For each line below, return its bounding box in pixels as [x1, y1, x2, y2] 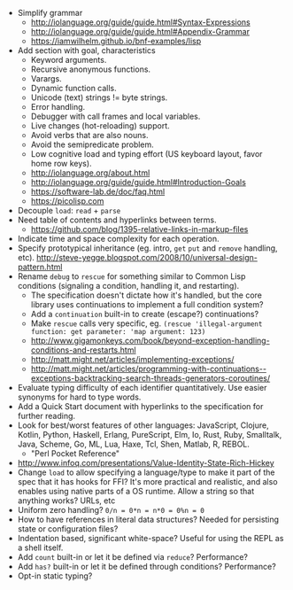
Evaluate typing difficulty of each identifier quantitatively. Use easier [17, 383, 267, 392]
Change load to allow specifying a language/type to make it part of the [17, 467, 276, 477]
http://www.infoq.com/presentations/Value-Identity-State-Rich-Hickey [17, 458, 274, 468]
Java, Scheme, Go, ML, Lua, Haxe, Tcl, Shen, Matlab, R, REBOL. [17, 439, 251, 449]
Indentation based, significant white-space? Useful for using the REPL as [17, 533, 284, 543]
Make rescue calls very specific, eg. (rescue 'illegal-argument [30, 318, 263, 329]
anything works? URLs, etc [17, 495, 116, 506]
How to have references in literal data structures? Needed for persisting [17, 514, 280, 524]
